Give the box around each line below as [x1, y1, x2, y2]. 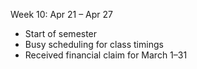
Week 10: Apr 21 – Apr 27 [10, 9, 113, 20]
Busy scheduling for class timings [24, 39, 164, 50]
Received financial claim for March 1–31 [24, 49, 188, 61]
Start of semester [24, 28, 98, 39]
